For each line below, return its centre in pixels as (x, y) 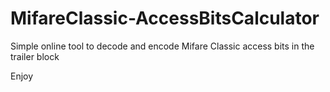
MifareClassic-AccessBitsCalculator (165, 18)
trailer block (35, 56)
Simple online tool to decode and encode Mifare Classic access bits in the (162, 46)
